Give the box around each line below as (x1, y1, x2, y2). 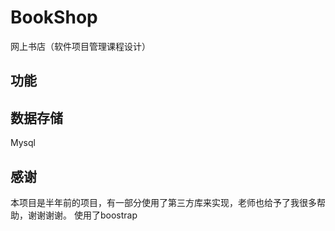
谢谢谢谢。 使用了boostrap (27, 209, 138, 221)
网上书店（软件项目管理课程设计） (10, 40, 151, 52)
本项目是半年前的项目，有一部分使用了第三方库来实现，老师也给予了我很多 (10, 196, 317, 208)
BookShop (10, 6, 98, 29)
